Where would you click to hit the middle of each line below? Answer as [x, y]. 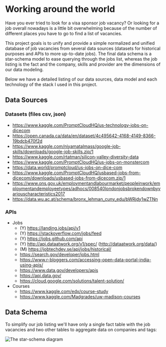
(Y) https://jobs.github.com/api [51, 238]
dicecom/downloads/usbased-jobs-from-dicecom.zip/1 [69, 178]
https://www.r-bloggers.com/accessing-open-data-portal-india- [85, 260]
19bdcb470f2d [27, 141]
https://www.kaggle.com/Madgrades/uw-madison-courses [80, 296]
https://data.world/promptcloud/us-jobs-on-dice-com [67, 167]
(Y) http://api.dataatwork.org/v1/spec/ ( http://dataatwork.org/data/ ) [88, 244]
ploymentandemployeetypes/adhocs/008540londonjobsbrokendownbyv [86, 188]
